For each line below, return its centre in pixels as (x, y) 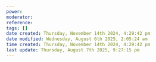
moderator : (20, 17)
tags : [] (17, 28)
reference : (20, 22)
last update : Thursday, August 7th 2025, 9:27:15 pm (73, 50)
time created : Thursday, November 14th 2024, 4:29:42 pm (78, 45)
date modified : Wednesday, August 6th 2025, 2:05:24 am (77, 39)
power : (14, 12)
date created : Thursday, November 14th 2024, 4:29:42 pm (78, 34)
